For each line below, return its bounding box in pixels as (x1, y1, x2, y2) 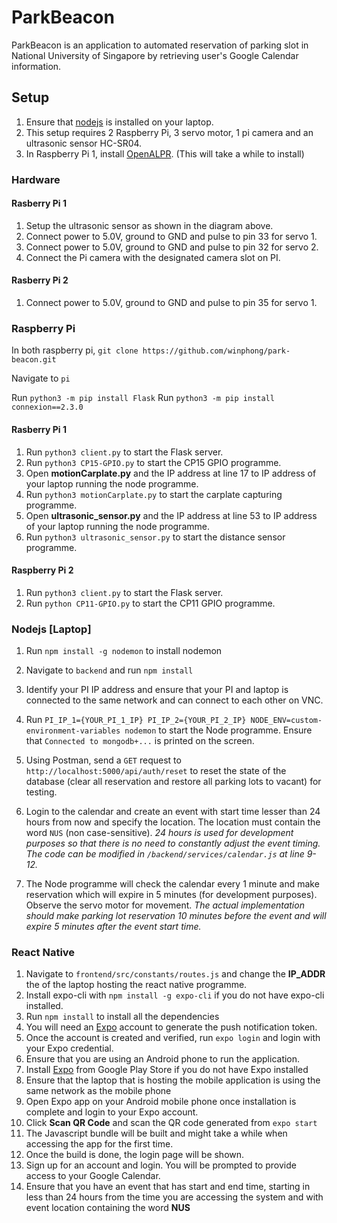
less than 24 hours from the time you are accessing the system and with (25, 1191, 324, 1203)
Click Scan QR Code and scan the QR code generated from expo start (25, 1117, 318, 1129)
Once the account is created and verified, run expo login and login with (25, 1032, 321, 1044)
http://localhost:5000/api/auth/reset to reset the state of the (25, 765, 287, 777)
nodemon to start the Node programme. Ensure (124, 724, 313, 736)
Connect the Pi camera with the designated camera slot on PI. (25, 251, 281, 263)
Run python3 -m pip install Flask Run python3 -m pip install (11, 392, 275, 404)
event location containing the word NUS (25, 1202, 191, 1214)
